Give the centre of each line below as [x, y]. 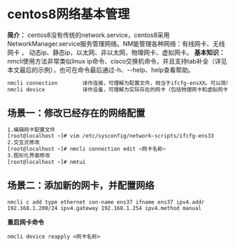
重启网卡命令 [26, 222]
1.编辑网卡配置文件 [31, 130]
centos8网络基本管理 [69, 14]
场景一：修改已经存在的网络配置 [76, 113]
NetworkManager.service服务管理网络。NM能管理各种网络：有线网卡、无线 [116, 43]
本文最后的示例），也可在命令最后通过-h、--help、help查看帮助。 [101, 70]
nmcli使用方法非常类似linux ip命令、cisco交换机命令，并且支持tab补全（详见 [117, 61]
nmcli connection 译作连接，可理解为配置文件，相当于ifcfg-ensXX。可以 [114, 83]
